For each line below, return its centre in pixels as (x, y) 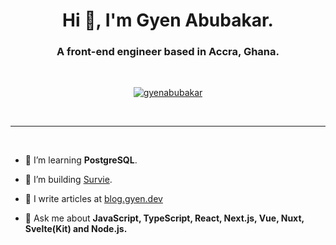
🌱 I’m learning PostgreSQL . (81, 160)
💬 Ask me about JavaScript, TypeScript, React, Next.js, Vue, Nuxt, (164, 218)
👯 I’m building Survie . (68, 180)
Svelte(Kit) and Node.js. (76, 229)
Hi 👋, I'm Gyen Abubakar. (168, 20)
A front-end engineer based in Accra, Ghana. (168, 52)
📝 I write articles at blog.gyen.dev (93, 199)
